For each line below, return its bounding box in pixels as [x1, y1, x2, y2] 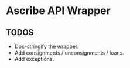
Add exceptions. [14, 56, 54, 62]
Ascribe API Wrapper [6, 4, 111, 18]
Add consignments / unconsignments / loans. [14, 49, 125, 56]
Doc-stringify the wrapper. [14, 43, 79, 50]
